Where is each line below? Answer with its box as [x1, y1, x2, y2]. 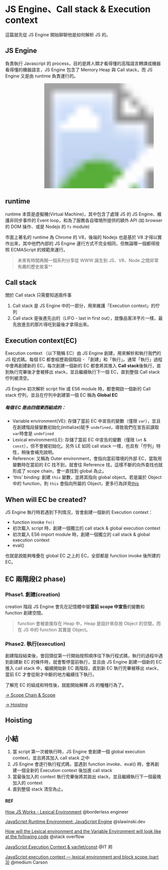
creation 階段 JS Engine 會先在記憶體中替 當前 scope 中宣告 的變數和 [5, 603, 145, 609]
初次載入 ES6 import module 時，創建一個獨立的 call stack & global [12, 531, 150, 537]
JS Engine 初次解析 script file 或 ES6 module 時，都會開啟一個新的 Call [5, 386, 151, 392]
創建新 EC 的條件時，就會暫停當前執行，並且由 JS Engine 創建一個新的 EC [9, 658, 162, 664]
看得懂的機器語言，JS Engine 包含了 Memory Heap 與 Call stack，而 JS [5, 66, 152, 72]
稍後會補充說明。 [21, 449, 56, 455]
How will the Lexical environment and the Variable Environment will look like [5, 828, 161, 834]
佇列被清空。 [5, 375, 31, 381]
